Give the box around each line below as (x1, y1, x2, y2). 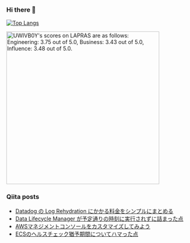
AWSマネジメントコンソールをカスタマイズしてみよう (15, 222, 151, 230)
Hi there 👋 (6, 5, 37, 14)
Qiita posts (6, 192, 40, 201)
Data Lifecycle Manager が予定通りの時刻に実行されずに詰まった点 (15, 215, 184, 222)
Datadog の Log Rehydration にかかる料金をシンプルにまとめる (15, 207, 174, 214)
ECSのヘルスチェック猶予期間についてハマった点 (15, 230, 139, 238)
